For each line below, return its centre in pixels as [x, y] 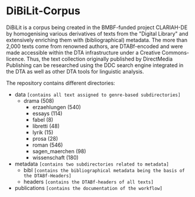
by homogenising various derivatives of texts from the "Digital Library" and [97, 33]
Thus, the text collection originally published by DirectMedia [100, 59]
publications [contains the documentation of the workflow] [88, 188]
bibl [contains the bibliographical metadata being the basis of [104, 170]
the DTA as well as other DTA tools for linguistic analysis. [75, 71]
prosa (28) [45, 138]
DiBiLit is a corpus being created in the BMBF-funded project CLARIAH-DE [97, 27]
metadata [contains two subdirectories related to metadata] [92, 164]
